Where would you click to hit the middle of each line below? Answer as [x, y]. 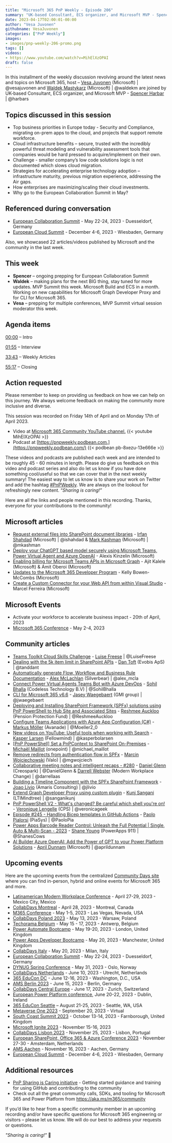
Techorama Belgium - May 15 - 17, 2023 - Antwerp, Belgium [76, 924]
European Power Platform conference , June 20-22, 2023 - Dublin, [82, 994]
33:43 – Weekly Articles [30, 357]
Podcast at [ [26, 442]
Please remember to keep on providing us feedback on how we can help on [85, 395]
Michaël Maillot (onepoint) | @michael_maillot [61, 749]
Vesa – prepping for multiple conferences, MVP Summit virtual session [87, 303]
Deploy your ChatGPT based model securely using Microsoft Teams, [85, 550]
